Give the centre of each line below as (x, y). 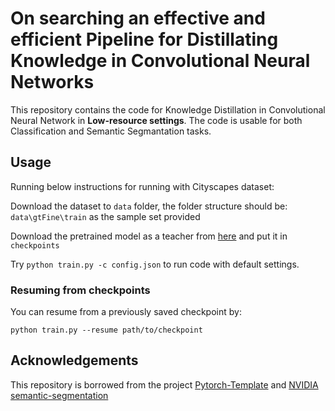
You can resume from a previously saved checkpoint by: (126, 312)
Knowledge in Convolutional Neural (160, 61)
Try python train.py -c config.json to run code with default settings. (155, 264)
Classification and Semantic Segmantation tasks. (111, 131)
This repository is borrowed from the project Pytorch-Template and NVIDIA (164, 384)
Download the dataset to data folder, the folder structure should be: (149, 206)
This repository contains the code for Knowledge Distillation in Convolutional (168, 109)
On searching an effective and (138, 18)
